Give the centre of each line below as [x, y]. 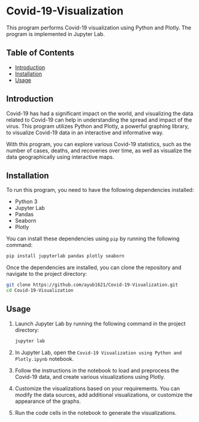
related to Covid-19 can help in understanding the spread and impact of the [99, 120]
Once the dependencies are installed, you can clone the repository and [94, 267]
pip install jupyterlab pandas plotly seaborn [65, 256]
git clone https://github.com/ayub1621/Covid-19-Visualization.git [92, 285]
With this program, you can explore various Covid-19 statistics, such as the [99, 144]
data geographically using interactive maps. [60, 156]
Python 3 [26, 201]
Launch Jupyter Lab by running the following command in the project [100, 323]
